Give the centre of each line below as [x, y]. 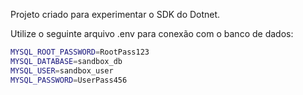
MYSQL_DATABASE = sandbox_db [66, 61]
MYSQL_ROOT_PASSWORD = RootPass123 [80, 52]
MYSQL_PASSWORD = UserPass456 [69, 80]
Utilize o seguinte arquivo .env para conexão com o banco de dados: [152, 33]
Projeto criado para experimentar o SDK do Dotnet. [115, 14]
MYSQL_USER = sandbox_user [62, 70]
